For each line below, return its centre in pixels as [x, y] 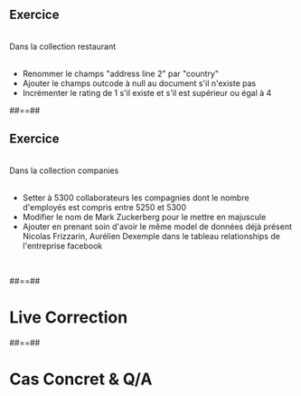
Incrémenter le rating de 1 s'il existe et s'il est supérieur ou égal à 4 [147, 92]
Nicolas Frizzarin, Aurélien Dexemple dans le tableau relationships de [151, 236]
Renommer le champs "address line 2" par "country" [121, 73]
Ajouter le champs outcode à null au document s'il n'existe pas [139, 83]
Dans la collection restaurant [63, 46]
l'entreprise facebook [62, 246]
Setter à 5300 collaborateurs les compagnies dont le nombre [136, 198]
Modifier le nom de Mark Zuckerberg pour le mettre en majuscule [144, 217]
